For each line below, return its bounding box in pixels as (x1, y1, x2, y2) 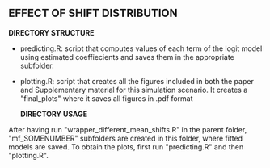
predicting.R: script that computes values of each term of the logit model (19, 44, 263, 53)
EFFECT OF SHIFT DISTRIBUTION (8, 6, 178, 20)
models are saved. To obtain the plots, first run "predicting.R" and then (8, 141, 244, 152)
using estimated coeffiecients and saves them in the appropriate (19, 52, 234, 61)
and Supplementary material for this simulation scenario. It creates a (19, 85, 248, 94)
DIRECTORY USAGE (19, 109, 87, 119)
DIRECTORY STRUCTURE (8, 27, 95, 37)
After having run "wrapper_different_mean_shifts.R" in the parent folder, (8, 124, 247, 134)
